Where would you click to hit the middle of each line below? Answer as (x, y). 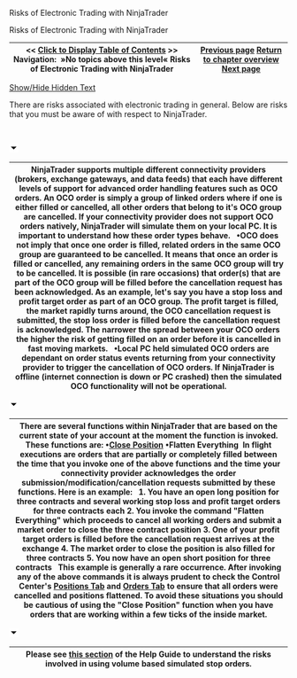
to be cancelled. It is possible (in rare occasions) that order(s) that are (148, 273)
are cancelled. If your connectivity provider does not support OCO (148, 216)
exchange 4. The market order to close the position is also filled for (148, 548)
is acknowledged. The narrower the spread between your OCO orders (148, 329)
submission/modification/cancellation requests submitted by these (148, 482)
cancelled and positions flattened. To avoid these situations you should (148, 595)
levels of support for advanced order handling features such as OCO (148, 188)
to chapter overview (241, 59)
